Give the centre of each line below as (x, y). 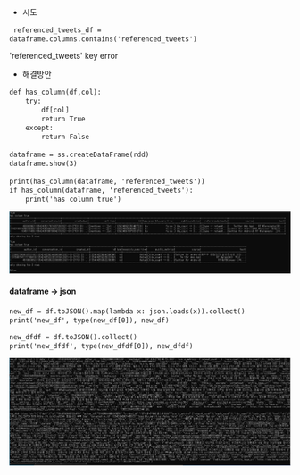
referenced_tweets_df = (57, 30)
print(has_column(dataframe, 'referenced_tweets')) (107, 181)
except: (39, 128)
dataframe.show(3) (43, 163)
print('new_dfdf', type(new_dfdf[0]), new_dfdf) (101, 346)
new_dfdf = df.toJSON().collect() (74, 337)
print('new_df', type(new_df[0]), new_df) (89, 320)
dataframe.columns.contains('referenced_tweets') (104, 39)
